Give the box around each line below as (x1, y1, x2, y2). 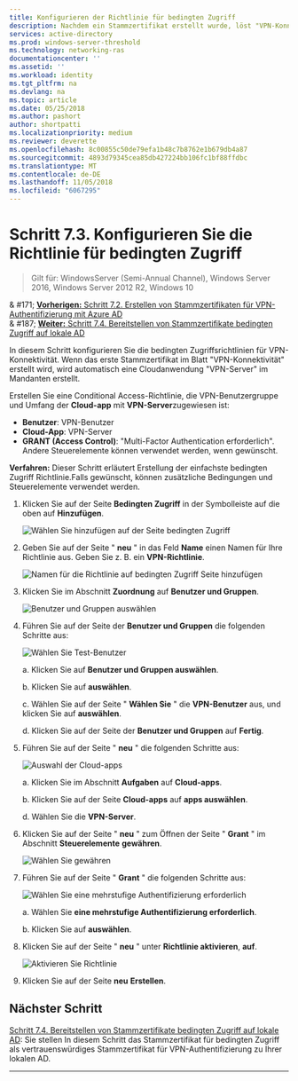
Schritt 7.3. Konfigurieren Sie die (9, 225, 253, 245)
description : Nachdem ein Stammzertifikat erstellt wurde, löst (9, 21, 252, 30)
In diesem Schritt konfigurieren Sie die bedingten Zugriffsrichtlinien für (9, 344, 268, 355)
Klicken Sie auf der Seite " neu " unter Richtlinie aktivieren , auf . (21, 941, 257, 951)
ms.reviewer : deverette (9, 137, 98, 146)
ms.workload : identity (9, 71, 93, 80)
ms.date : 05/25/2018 (9, 104, 86, 113)
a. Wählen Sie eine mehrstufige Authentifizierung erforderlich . (21, 906, 257, 917)
